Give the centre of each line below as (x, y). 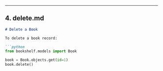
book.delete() (19, 65)
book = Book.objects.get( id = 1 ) (37, 60)
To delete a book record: (31, 38)
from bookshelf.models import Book (41, 51)
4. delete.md (25, 18)
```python (15, 47)
